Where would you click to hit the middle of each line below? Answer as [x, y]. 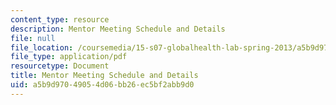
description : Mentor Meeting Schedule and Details [118, 29]
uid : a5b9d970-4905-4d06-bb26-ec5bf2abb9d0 [102, 85]
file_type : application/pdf [69, 57]
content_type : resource [60, 19]
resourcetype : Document [60, 66]
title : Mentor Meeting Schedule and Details [104, 76]
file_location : [42, 47]
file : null [33, 38]
